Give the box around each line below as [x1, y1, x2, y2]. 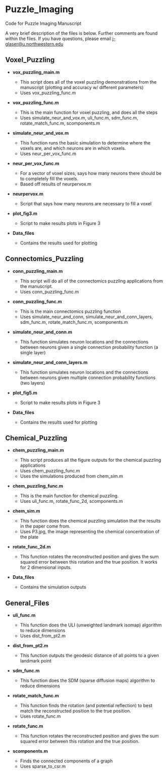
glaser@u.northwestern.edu [5, 41, 64, 47]
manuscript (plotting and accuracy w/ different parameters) [20, 84, 144, 90]
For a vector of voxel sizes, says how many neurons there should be [20, 170, 162, 176]
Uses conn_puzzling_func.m [20, 288, 79, 294]
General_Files [5, 599, 49, 607]
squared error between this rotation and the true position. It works [20, 559, 157, 565]
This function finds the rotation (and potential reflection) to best [20, 703, 152, 709]
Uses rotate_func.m [20, 713, 61, 719]
